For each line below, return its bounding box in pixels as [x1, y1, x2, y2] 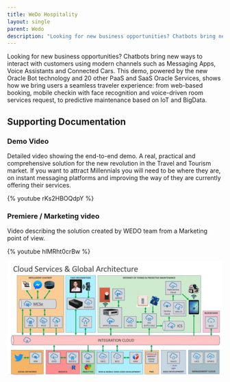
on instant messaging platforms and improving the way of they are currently [7, 173, 221, 181]
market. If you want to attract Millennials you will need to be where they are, [7, 166, 221, 175]
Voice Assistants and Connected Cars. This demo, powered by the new [7, 67, 208, 75]
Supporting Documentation [7, 116, 127, 127]
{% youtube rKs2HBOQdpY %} [7, 194, 94, 202]
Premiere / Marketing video [7, 211, 100, 220]
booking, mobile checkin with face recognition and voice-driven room [7, 89, 204, 97]
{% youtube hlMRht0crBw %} [7, 247, 91, 256]
